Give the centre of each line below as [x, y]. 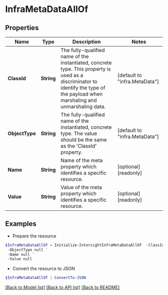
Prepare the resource [34, 236]
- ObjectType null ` [28, 250]
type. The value [79, 133]
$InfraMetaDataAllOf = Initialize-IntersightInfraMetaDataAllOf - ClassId [85, 245]
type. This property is [86, 69]
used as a [72, 75]
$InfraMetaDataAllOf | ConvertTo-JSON [45, 278]
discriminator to [79, 81]
